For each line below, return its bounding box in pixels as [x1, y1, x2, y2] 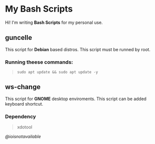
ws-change [5, 83, 40, 91]
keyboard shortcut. [5, 101, 43, 107]
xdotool [17, 124, 33, 130]
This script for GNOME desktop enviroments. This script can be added [5, 96, 147, 102]
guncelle [5, 34, 33, 42]
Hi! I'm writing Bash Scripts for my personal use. [5, 19, 103, 25]
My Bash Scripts [5, 3, 73, 15]
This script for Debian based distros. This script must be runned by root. [5, 46, 151, 52]
